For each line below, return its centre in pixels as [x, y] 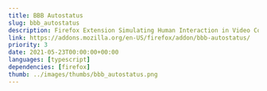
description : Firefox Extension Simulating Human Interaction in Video [129, 30]
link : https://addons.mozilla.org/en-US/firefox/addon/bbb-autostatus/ [129, 38]
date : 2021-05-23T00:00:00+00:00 [64, 52]
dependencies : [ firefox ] [49, 67]
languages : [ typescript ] [49, 60]
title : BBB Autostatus [46, 15]
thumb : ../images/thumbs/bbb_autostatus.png [83, 74]
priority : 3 [28, 45]
